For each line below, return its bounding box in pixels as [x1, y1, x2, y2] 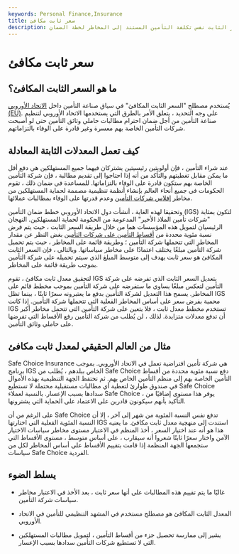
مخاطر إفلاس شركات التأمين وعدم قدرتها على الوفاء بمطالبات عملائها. [8, 193, 193, 203]
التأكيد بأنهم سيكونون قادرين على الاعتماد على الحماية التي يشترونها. [8, 397, 187, 405]
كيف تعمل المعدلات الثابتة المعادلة [8, 144, 140, 156]
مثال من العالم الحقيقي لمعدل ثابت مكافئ [8, 340, 171, 352]
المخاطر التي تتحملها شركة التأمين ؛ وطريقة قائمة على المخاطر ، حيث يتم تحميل [8, 238, 218, 246]
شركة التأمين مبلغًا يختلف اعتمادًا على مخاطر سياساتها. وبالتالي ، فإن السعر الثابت [8, 245, 222, 254]
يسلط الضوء [8, 469, 56, 481]
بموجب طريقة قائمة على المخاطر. [8, 260, 99, 269]
